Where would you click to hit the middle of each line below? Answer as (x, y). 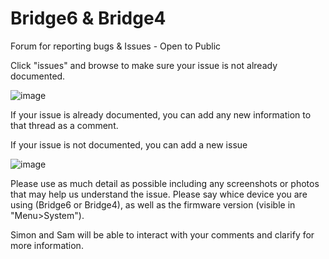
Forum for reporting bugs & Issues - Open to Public (116, 46)
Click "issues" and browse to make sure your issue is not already (144, 65)
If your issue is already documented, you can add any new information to (161, 114)
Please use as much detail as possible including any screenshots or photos (165, 183)
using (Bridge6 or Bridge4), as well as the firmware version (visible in (153, 204)
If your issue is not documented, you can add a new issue (129, 144)
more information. (47, 245)
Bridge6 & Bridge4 (88, 18)
